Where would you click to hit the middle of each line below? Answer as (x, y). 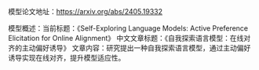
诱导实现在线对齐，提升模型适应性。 (67, 58)
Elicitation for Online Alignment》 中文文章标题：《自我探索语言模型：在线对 (129, 38)
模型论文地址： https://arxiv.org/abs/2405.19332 (86, 11)
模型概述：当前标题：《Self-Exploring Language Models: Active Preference (128, 28)
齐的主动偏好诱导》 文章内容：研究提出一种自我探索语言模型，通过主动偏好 (129, 48)
